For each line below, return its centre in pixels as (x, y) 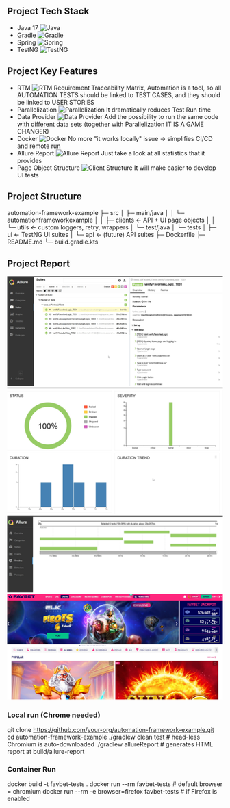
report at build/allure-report (46, 751)
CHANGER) (33, 131)
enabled (18, 799)
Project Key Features (52, 71)
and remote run (39, 146)
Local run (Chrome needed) (54, 715)
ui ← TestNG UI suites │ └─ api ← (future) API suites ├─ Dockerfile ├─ (106, 235)
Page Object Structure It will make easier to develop (117, 168)
